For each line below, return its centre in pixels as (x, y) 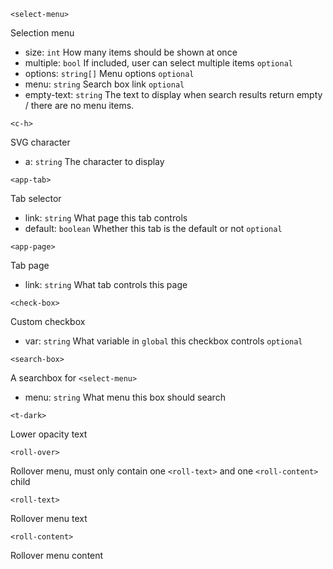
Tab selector (36, 198)
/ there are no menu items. (79, 105)
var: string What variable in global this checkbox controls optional (163, 341)
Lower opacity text (49, 434)
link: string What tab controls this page (106, 284)
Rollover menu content (57, 555)
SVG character (40, 142)
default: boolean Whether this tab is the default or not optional (153, 228)
